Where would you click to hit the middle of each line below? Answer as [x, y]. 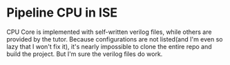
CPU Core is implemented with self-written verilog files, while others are [109, 32]
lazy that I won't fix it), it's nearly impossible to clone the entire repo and [109, 46]
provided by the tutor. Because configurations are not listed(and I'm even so [115, 39]
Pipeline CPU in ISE [62, 13]
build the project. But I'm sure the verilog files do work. [85, 54]
